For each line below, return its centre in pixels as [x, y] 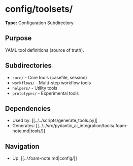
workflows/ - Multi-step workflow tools [51, 83]
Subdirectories [28, 66]
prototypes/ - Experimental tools [45, 93]
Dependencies [28, 109]
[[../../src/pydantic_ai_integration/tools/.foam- [82, 126]
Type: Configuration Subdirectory [39, 23]
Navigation [22, 146]
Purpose [18, 38]
